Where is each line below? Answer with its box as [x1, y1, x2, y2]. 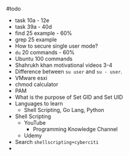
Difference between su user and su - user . [14, 68, 122, 75]
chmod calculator [14, 81, 59, 88]
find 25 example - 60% [14, 30, 73, 37]
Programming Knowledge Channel [32, 126, 118, 133]
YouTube [23, 119, 46, 126]
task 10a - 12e [14, 17, 50, 23]
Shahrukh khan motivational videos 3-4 [14, 61, 113, 69]
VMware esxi [14, 75, 48, 81]
